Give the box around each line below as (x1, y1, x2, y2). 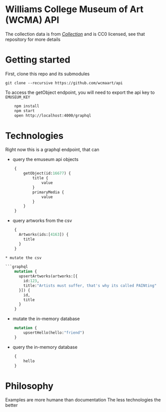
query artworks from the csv (12, 218, 72, 224)
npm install (14, 104, 39, 109)
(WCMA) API (5, 14, 60, 26)
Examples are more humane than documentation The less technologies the (5, 397, 161, 403)
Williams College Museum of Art (5, 4, 144, 15)
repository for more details (5, 36, 61, 42)
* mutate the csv (5, 255, 42, 261)
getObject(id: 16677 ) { (23, 171, 71, 176)
